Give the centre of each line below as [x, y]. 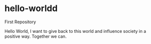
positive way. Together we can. [36, 36]
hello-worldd [31, 8]
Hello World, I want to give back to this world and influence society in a [75, 31]
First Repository [20, 22]
